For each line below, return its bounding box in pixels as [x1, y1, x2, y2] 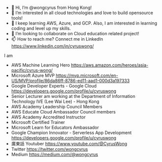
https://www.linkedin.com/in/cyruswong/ [11, 43, 94, 49]
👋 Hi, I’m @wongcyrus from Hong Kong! [11, 5, 92, 10]
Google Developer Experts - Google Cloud [11, 83, 97, 89]
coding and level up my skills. [11, 25, 71, 31]
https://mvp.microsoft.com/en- [55, 72, 118, 78]
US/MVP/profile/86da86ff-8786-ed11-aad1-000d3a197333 [11, 78, 130, 83]
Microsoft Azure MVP [11, 72, 55, 78]
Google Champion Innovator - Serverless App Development [11, 130, 132, 136]
